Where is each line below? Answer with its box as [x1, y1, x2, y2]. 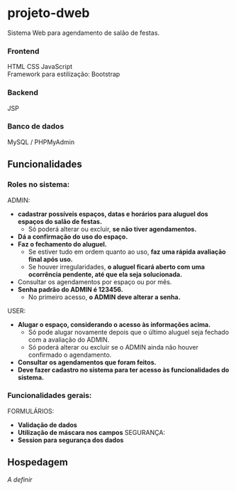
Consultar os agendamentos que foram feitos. [17, 357, 157, 367]
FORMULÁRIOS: [7, 406, 55, 415]
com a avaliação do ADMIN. [28, 335, 110, 344]
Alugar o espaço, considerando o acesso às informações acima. [17, 320, 211, 328]
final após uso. [28, 254, 73, 264]
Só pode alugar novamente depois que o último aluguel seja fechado [28, 328, 229, 336]
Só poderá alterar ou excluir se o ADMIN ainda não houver [28, 342, 198, 351]
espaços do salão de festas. [17, 217, 103, 225]
